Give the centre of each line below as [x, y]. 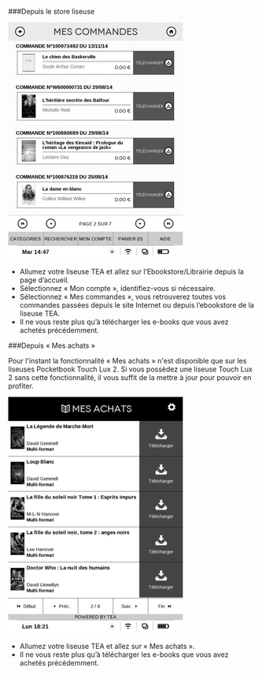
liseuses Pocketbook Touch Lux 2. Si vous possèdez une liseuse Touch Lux [131, 369]
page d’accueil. [44, 280]
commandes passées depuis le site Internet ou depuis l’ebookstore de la [137, 305]
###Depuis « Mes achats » [52, 345]
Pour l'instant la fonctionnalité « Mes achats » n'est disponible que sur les [127, 361]
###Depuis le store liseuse [52, 11]
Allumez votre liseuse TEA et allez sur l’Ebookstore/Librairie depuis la [131, 272]
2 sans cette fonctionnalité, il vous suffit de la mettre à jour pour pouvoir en [130, 377]
